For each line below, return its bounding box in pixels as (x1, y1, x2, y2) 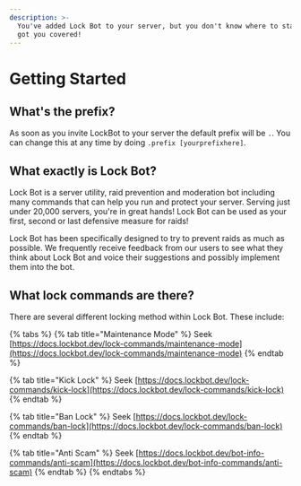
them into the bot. (9, 262, 75, 273)
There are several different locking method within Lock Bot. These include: (9, 311, 285, 322)
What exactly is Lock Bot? (9, 163, 157, 178)
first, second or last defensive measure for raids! (9, 216, 189, 227)
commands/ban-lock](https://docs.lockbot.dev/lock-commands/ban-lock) (9, 421, 283, 431)
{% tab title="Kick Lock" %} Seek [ (9, 375, 139, 386)
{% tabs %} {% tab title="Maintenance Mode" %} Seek (9, 329, 213, 339)
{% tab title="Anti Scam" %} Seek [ (9, 447, 139, 458)
